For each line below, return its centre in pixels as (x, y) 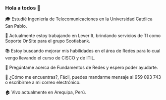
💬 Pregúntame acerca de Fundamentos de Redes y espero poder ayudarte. (82, 68)
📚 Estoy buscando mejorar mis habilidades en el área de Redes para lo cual (83, 51)
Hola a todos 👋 (23, 8)
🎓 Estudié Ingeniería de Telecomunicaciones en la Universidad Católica (79, 19)
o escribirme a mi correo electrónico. (43, 82)
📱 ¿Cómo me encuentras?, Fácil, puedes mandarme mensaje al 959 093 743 (83, 77)
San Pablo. (16, 26)
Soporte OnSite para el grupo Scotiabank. (48, 41)
